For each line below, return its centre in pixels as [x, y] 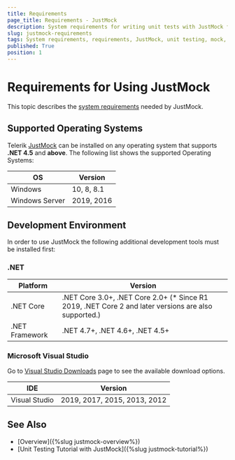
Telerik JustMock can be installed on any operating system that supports [112, 145]
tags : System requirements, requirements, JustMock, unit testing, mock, [117, 40]
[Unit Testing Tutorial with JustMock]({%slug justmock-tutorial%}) [113, 449]
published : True [31, 46]
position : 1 [24, 53]
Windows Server [38, 200]
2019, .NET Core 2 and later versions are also [137, 306]
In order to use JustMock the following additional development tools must [113, 242]
